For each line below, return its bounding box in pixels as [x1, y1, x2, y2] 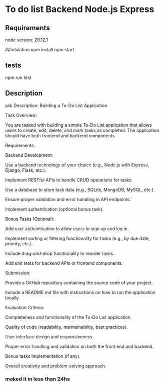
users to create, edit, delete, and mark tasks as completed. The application [5, 127, 159, 133]
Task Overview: [5, 112, 37, 118]
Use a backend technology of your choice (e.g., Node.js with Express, [5, 162, 149, 168]
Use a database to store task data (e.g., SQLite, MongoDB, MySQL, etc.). [5, 186, 155, 192]
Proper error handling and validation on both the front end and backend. [5, 343, 154, 349]
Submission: [5, 270, 31, 276]
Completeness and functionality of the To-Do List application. [5, 314, 132, 320]
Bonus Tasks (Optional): [5, 216, 55, 222]
